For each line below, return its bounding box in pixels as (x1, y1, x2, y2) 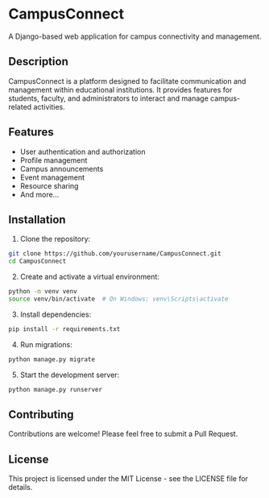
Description (8, 55, 68, 68)
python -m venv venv (8, 288, 78, 296)
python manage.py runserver (8, 385, 103, 393)
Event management (19, 172, 85, 182)
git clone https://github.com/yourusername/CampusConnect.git (8, 250, 221, 258)
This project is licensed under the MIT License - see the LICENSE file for (8, 474, 248, 483)
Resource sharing (19, 181, 79, 190)
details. (8, 483, 33, 492)
